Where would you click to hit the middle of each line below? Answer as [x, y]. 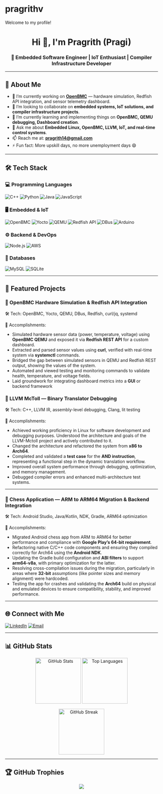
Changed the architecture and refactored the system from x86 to [77, 446]
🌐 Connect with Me [35, 614]
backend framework [32, 386]
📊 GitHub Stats [29, 646]
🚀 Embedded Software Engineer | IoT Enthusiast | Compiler [81, 58]
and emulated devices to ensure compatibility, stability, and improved [81, 589]
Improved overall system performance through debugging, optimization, [84, 466]
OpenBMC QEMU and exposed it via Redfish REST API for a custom [80, 339]
